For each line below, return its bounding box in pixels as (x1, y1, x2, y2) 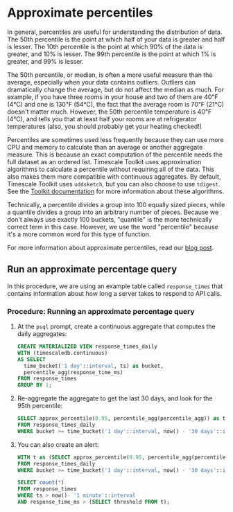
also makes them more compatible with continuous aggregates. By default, (7, 172, 221, 181)
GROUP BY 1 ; (17, 382, 52, 389)
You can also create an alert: (17, 440, 99, 448)
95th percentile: (17, 402, 63, 410)
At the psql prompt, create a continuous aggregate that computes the (17, 322, 216, 330)
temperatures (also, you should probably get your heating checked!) (7, 122, 202, 130)
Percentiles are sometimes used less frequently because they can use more (7, 135, 224, 143)
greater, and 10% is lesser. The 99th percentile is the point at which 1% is (7, 50, 216, 58)
